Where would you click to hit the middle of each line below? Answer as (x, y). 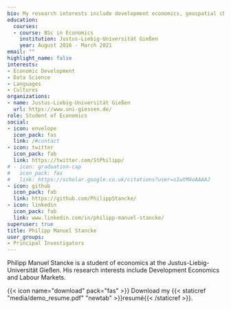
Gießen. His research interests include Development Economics (129, 270)
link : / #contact (36, 141)
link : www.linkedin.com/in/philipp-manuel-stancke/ (89, 218)
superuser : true (30, 224)
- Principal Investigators (46, 243)
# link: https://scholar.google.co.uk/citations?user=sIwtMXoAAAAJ (109, 179)
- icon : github (29, 186)
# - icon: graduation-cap (44, 167)
